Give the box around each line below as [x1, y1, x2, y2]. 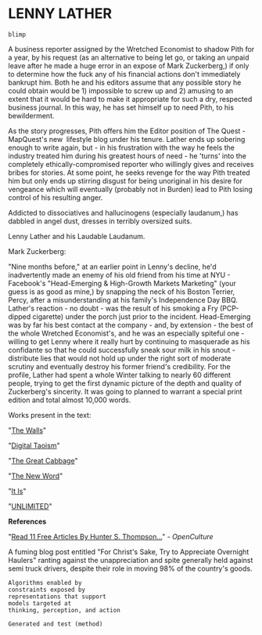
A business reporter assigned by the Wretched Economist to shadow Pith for [8, 44, 255, 53]
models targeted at [8, 599, 72, 608]
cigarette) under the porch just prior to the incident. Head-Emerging [32, 311, 251, 321]
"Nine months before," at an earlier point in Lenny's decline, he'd [8, 262, 217, 271]
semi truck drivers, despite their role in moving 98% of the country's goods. [8, 564, 253, 573]
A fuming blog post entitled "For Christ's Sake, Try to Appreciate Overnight [8, 546, 249, 557]
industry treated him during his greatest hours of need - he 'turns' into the [8, 151, 246, 161]
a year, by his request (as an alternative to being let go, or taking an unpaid [8, 53, 249, 62]
